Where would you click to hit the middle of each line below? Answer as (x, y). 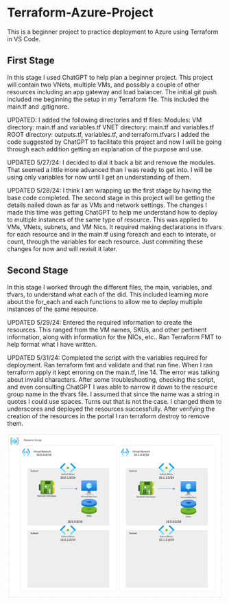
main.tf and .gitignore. (38, 106)
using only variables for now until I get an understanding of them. (99, 177)
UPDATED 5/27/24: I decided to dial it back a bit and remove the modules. (111, 162)
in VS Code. (24, 39)
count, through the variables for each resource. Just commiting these (105, 241)
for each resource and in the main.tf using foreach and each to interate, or (112, 234)
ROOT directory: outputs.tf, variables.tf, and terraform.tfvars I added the (109, 134)
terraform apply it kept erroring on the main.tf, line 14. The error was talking (113, 372)
